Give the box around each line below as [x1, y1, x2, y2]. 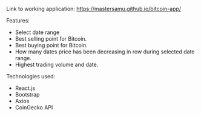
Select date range [15, 29, 60, 36]
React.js [15, 84, 36, 92]
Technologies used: [6, 73, 56, 80]
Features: [6, 17, 30, 24]
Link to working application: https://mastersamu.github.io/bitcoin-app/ [6, 5, 182, 12]
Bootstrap [15, 91, 40, 98]
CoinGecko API [15, 104, 53, 111]
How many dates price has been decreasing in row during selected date [15, 48, 195, 55]
